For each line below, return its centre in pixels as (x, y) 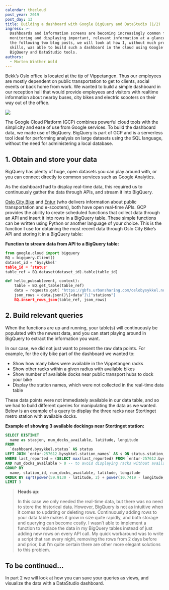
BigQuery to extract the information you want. (53, 338)
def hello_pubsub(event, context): (43, 281)
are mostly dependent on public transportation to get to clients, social (77, 81)
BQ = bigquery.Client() (30, 258)
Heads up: (29, 492)
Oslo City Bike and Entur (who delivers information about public (71, 202)
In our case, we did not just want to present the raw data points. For (75, 348)
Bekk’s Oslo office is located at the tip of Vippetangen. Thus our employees (83, 76)
